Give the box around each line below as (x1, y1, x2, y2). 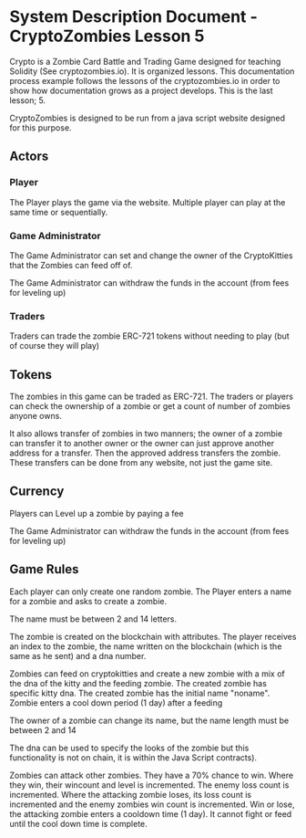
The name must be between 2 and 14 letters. (9, 613, 178, 624)
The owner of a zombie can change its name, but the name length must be (9, 715, 290, 726)
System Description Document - (9, 6, 258, 27)
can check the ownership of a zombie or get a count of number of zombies (9, 401, 291, 412)
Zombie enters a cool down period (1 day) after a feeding (9, 697, 223, 708)
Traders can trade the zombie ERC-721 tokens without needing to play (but (9, 330, 290, 341)
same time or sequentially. (9, 206, 108, 217)
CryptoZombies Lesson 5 (9, 26, 205, 47)
